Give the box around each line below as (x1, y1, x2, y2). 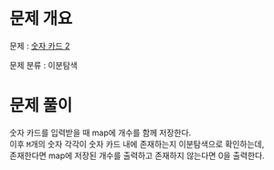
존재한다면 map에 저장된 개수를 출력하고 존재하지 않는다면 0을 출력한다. (9, 150, 265, 161)
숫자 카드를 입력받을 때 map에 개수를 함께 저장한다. (9, 127, 192, 138)
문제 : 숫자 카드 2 (9, 40, 70, 51)
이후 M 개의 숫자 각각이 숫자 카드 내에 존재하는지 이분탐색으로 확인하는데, (9, 138, 265, 149)
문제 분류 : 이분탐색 (9, 59, 78, 70)
